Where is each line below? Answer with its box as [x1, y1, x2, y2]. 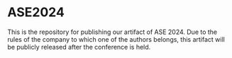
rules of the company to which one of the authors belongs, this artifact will [7, 35, 225, 43]
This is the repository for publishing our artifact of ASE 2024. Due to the [7, 28, 218, 36]
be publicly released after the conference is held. [7, 42, 151, 51]
